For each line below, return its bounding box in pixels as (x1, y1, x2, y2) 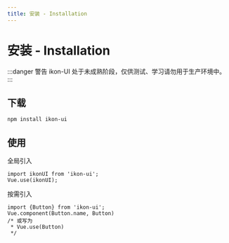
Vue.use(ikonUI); (7, 176, 58, 184)
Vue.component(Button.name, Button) (7, 210, 115, 217)
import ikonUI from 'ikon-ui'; (7, 171, 99, 178)
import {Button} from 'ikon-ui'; (7, 204, 105, 211)
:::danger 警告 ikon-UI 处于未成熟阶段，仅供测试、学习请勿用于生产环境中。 (7, 67, 226, 76)
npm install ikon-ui (7, 116, 68, 123)
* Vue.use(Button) (10, 223, 65, 231)
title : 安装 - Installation (7, 10, 88, 18)
